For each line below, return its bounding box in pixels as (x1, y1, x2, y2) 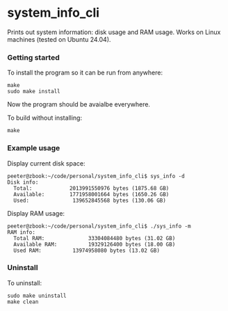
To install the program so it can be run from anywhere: (7, 68, 163, 77)
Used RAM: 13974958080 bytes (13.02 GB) (13, 247, 160, 254)
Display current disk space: (7, 159, 85, 168)
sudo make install (7, 88, 60, 95)
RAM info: (7, 228, 36, 236)
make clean (7, 298, 39, 305)
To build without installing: (7, 113, 82, 122)
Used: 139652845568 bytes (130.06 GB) (13, 197, 167, 204)
